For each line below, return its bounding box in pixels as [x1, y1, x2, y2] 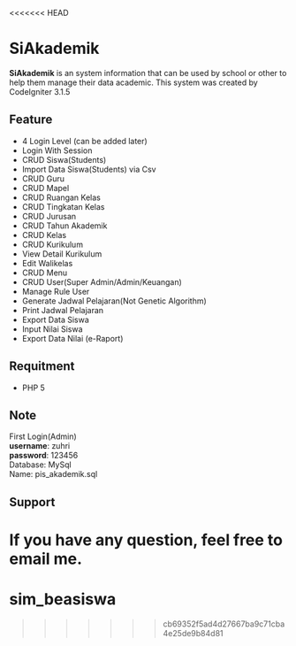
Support [9, 495, 56, 510]
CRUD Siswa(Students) [21, 154, 107, 165]
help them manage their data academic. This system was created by [9, 77, 258, 88]
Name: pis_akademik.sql [9, 469, 98, 480]
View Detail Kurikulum [21, 248, 102, 259]
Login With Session [21, 145, 93, 156]
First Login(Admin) [9, 431, 77, 442]
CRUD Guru [21, 173, 65, 184]
